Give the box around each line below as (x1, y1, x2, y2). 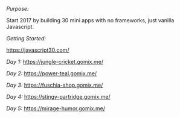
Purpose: (6, 5, 29, 12)
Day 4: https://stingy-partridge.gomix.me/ (6, 93, 111, 100)
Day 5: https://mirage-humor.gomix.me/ (6, 105, 106, 112)
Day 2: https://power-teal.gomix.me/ (6, 70, 97, 77)
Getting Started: (6, 35, 47, 42)
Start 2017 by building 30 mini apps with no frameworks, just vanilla (6, 17, 175, 23)
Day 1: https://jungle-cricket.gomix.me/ (6, 58, 104, 65)
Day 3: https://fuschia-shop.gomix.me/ (6, 81, 103, 88)
